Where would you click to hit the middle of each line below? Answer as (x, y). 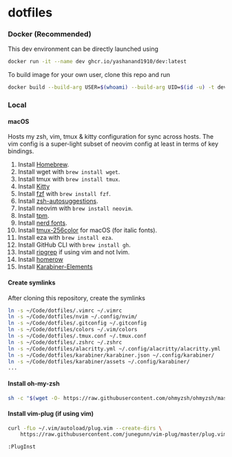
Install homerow (41, 260)
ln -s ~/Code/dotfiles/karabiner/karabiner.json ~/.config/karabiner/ (111, 355)
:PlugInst (22, 447)
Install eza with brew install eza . (65, 238)
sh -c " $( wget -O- (34, 398)
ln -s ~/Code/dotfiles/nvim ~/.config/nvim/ (73, 317)
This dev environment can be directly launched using (83, 49)
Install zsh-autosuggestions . (58, 201)
